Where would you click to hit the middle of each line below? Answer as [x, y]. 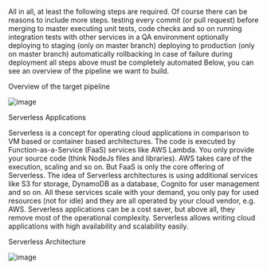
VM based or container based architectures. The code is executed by [122, 141]
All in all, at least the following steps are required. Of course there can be [128, 12]
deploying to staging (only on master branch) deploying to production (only [132, 46]
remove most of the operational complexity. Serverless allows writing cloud [132, 218]
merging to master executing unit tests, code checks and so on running [125, 28]
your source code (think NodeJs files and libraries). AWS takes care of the [130, 158]
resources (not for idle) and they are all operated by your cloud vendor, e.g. [132, 201]
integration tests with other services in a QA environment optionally [119, 37]
